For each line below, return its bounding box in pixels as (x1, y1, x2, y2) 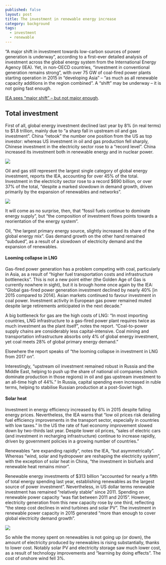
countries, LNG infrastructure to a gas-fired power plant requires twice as (5, 318, 156, 324)
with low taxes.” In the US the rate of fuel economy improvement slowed (5, 422, 153, 429)
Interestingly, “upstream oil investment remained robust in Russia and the (5, 363, 155, 369)
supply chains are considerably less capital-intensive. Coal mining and (5, 328, 149, 334)
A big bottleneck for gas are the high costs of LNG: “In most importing (5, 312, 148, 318)
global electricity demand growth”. (5, 515, 75, 521)
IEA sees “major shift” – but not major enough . (5, 95, 100, 101)
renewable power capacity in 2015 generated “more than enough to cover (5, 510, 156, 516)
